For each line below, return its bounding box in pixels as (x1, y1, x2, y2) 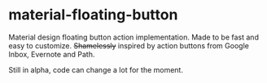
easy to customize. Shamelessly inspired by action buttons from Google (8, 40, 250, 50)
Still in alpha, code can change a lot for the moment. (8, 64, 183, 74)
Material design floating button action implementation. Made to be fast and (8, 32, 259, 42)
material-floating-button (8, 6, 178, 24)
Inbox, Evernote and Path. (8, 49, 95, 59)
